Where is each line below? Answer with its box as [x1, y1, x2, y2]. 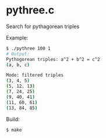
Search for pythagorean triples [6, 23, 80, 30]
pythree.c [6, 4, 55, 17]
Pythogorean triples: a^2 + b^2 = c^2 [6, 56, 100, 62]
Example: [6, 34, 29, 41]
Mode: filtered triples [6, 73, 64, 78]
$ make [6, 127, 22, 133]
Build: [6, 115, 20, 123]
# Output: [6, 51, 30, 57]
